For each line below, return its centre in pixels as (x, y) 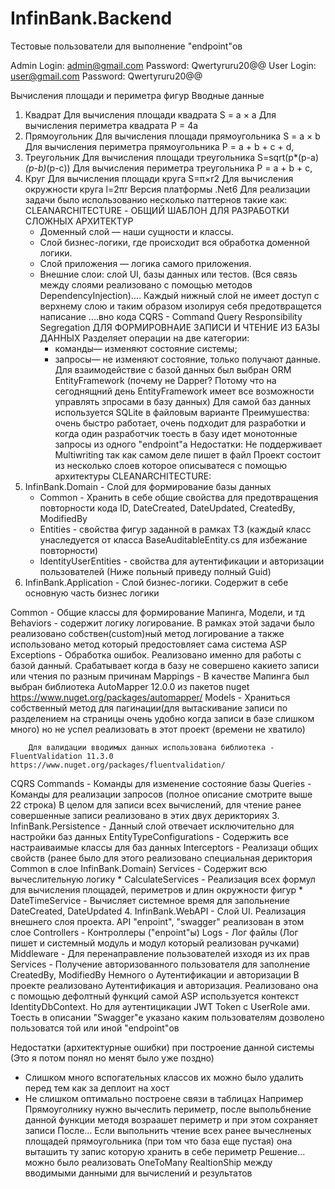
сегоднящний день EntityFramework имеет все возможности (184, 391)
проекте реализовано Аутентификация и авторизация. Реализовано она (164, 985)
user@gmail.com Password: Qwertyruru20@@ (106, 76)
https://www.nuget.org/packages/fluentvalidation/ (118, 765)
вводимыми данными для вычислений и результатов (138, 1173)
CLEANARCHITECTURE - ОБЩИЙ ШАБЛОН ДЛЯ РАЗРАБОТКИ (157, 210)
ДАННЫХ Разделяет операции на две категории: (144, 338)
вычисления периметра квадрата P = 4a (111, 125)
